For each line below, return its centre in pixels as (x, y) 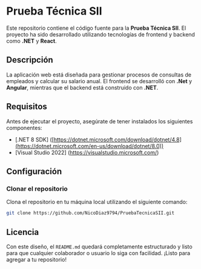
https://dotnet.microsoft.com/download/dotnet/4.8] (117, 139)
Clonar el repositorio (37, 188)
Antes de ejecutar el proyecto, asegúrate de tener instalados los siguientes (100, 121)
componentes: (24, 128)
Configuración (34, 171)
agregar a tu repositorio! (36, 259)
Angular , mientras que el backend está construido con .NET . (82, 87)
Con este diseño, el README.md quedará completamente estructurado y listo (99, 247)
